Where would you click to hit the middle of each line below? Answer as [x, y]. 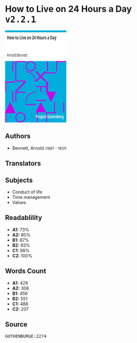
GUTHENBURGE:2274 [26, 336]
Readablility [24, 218]
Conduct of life [27, 192]
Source [16, 324]
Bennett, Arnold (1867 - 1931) [39, 148]
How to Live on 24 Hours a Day [68, 9]
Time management [31, 197]
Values [19, 202]
